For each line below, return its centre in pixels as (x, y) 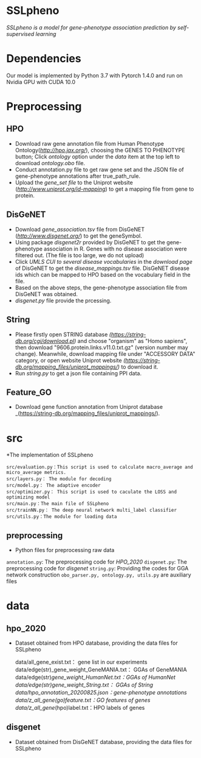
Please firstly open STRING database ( (63, 334)
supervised (20, 34)
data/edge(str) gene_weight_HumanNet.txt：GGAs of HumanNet (95, 678)
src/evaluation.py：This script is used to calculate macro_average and (100, 467)
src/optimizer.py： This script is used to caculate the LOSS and (92, 492)
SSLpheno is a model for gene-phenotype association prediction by (91, 27)
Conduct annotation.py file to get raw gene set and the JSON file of (99, 169)
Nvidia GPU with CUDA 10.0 (41, 82)
